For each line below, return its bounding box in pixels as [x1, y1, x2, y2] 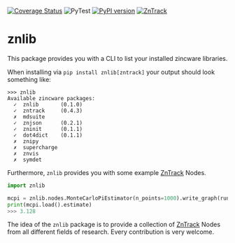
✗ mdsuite [13, 113, 45, 120]
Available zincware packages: [7, 95, 96, 102]
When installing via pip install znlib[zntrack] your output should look [7, 67, 215, 76]
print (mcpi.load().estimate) [7, 201, 92, 208]
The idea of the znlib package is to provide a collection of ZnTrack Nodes [7, 221, 221, 229]
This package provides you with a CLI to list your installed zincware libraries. [7, 54, 228, 62]
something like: [7, 75, 51, 83]
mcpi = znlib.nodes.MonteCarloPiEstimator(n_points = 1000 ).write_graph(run [7, 195, 230, 202]
